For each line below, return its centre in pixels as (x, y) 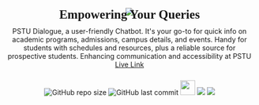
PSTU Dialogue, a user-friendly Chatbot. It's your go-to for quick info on (129, 31)
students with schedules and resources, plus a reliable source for (129, 48)
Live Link (129, 64)
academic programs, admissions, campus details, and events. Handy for (129, 39)
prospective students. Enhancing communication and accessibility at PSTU (129, 56)
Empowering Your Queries (129, 14)
